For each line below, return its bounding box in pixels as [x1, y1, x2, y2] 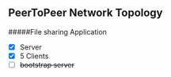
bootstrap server [19, 60, 75, 69]
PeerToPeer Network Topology [8, 6, 164, 20]
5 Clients [19, 51, 49, 60]
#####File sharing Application [8, 27, 107, 36]
